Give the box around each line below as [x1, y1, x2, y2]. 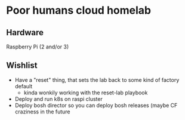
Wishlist [6, 60, 38, 70]
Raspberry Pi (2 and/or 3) [6, 43, 69, 50]
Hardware [6, 27, 44, 38]
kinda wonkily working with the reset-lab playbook [23, 89, 148, 96]
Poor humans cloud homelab [6, 4, 151, 17]
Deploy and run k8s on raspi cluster [14, 95, 103, 102]
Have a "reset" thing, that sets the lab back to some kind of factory [14, 76, 180, 84]
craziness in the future [14, 108, 70, 115]
